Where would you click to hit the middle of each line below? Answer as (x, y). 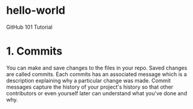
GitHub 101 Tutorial (29, 27)
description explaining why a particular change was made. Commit (88, 80)
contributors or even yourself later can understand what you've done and (97, 93)
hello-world (36, 10)
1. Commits (34, 51)
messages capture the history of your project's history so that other (90, 87)
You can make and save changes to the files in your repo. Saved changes (97, 68)
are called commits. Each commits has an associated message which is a (96, 74)
